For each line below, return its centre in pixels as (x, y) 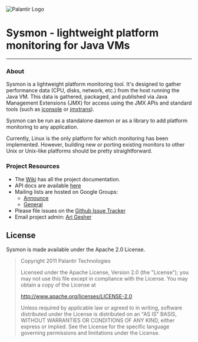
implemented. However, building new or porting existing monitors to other (95, 145)
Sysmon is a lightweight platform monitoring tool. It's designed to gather (94, 84)
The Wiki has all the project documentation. (67, 179)
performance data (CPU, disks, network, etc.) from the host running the (93, 90)
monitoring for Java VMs (68, 46)
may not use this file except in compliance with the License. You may (104, 279)
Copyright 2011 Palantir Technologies (65, 261)
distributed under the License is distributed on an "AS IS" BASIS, (99, 314)
